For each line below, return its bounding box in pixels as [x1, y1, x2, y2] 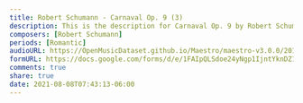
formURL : [9, 55, 42, 64]
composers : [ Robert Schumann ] [9, 30, 124, 39]
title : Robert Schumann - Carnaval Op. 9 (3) [9, 13, 183, 22]
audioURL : [9, 47, 47, 56]
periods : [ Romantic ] [9, 38, 87, 47]
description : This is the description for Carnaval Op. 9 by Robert [9, 21, 272, 30]
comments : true [9, 64, 67, 73]
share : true [9, 72, 54, 81]
